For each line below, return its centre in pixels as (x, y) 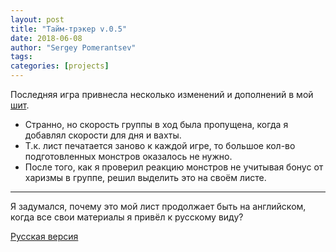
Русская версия (44, 236)
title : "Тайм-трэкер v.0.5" (69, 29)
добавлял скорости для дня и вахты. (103, 135)
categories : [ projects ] (60, 66)
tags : (21, 57)
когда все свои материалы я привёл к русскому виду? (127, 217)
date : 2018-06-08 (46, 38)
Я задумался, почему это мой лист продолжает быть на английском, (158, 206)
